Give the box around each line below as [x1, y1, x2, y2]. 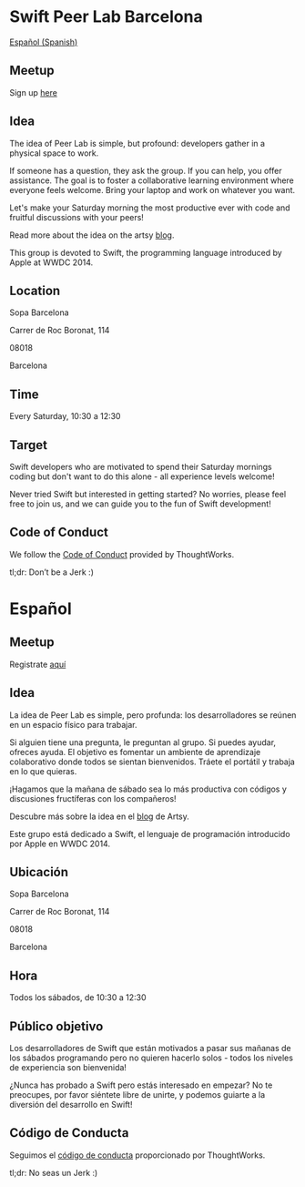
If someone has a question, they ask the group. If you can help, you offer [9, 165, 282, 176]
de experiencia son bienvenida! [9, 1062, 127, 1073]
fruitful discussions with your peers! [9, 211, 144, 222]
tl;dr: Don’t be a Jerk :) [9, 567, 94, 578]
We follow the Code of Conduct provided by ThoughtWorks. [9, 548, 235, 559]
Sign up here [9, 87, 57, 97]
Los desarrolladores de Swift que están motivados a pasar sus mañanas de [9, 1043, 291, 1054]
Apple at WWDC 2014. [9, 257, 94, 268]
